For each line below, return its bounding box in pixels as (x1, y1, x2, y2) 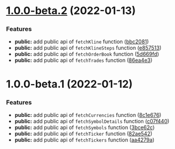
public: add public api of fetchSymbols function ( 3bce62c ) (14, 124, 155, 131)
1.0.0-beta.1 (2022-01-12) (6, 77, 133, 91)
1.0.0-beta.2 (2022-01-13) (6, 4, 136, 18)
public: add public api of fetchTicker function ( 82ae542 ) (14, 130, 153, 137)
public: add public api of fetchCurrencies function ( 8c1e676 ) (14, 111, 162, 118)
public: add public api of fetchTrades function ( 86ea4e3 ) (14, 57, 153, 64)
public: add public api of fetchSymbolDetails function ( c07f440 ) (14, 117, 170, 124)
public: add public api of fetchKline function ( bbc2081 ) (14, 38, 149, 45)
